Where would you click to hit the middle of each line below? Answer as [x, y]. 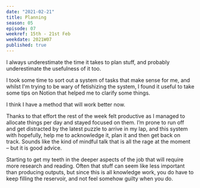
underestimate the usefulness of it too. [54, 68]
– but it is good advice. [34, 148]
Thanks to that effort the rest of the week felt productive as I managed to [96, 116]
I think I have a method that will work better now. [66, 104]
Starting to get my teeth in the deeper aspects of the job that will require [95, 159]
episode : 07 [21, 28]
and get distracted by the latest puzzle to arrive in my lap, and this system [97, 129]
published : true [26, 46]
